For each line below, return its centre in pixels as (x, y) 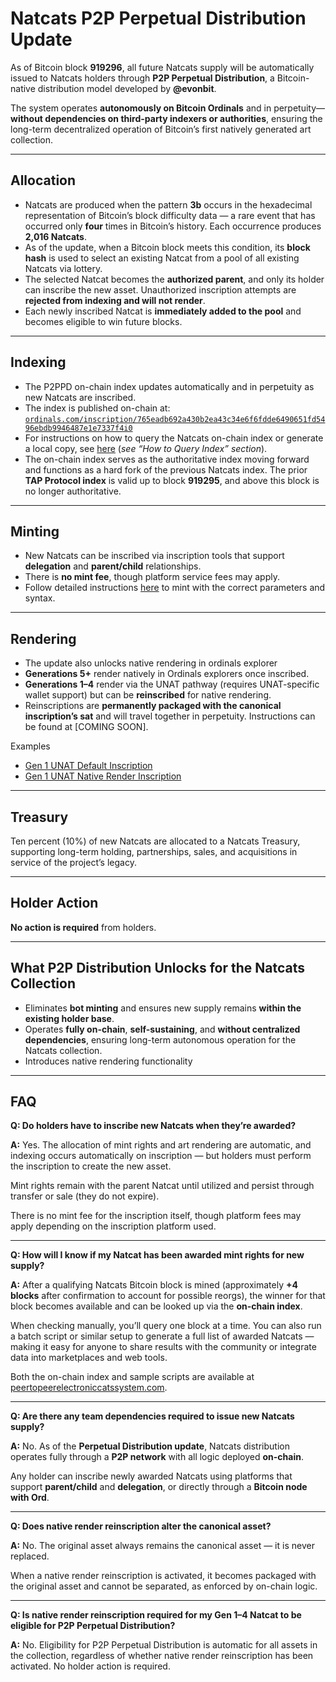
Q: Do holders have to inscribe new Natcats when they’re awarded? (153, 1126)
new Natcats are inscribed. (80, 397)
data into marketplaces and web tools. (89, 1358)
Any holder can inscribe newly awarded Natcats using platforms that (151, 1476)
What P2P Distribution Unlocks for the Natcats (158, 968)
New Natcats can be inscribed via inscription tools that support (154, 556)
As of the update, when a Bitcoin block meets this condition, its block (167, 247)
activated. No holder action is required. (90, 1666)
